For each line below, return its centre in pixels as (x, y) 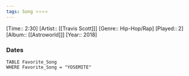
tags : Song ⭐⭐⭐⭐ (27, 11)
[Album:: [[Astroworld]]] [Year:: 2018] (52, 34)
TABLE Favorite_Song (32, 62)
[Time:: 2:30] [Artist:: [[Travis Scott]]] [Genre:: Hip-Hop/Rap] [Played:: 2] (95, 28)
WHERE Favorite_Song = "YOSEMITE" (49, 67)
